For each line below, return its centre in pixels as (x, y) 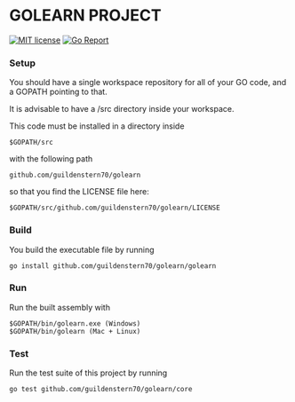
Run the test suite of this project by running (88, 373)
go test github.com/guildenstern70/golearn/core (101, 390)
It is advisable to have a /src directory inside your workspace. (122, 109)
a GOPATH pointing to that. (59, 92)
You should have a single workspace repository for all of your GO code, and (148, 83)
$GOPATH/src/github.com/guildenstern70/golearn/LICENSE (115, 208)
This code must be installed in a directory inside (97, 126)
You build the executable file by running (82, 249)
